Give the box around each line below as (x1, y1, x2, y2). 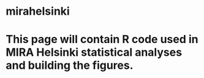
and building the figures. (6, 58, 134, 72)
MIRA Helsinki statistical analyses (6, 45, 182, 60)
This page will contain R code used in (6, 33, 198, 47)
